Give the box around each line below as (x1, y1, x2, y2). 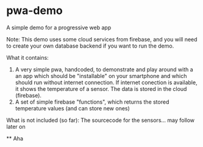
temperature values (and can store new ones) (15, 104, 130, 112)
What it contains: (6, 54, 49, 61)
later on (6, 123, 26, 130)
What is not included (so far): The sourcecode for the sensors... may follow (6, 117, 195, 124)
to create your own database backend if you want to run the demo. (6, 42, 174, 49)
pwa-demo (6, 4, 63, 18)
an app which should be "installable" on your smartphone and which (15, 72, 187, 79)
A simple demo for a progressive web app (6, 24, 112, 31)
